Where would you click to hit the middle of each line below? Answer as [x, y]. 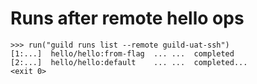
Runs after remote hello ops [127, 18]
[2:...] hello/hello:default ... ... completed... [129, 62]
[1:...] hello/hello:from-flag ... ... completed [122, 53]
